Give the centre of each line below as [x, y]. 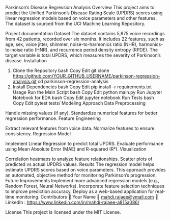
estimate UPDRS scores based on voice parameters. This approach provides [85, 170]
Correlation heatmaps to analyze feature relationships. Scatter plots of [79, 159]
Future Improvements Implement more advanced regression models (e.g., [82, 180]
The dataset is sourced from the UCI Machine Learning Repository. [75, 23]
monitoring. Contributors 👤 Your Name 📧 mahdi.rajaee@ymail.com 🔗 [87, 197]
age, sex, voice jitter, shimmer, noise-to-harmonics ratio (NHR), [72, 44]
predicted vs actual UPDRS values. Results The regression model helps [80, 164]
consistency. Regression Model [38, 134]
